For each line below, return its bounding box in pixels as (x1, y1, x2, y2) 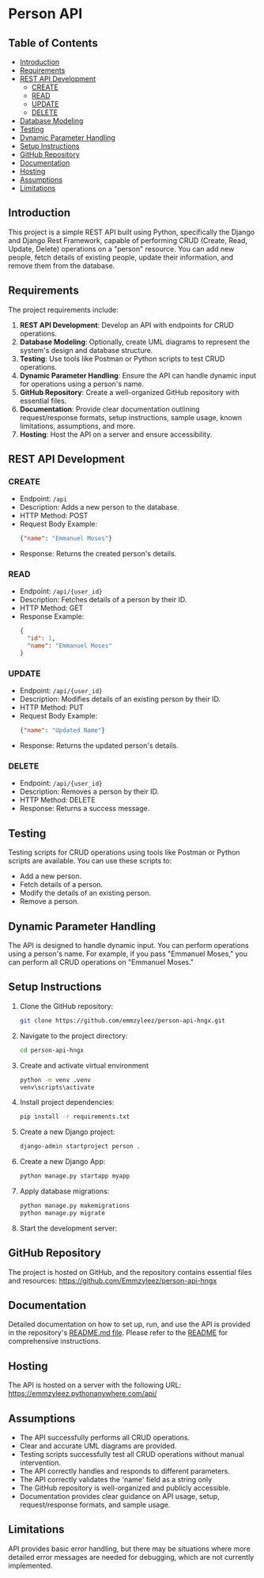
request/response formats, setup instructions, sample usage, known (19, 412, 243, 422)
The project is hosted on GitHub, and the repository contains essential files (8, 1267, 252, 1276)
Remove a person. (19, 897, 79, 906)
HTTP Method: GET (19, 603, 84, 613)
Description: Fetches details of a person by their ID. (19, 595, 187, 605)
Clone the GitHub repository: (19, 1001, 113, 1011)
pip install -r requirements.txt (19, 1113, 130, 1121)
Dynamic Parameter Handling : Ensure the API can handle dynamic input (19, 370, 257, 380)
